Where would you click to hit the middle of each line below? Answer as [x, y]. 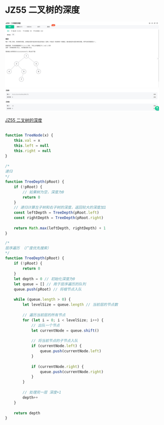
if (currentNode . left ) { [56, 346]
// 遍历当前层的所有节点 [44, 315]
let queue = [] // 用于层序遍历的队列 [50, 284]
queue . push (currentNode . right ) [72, 372]
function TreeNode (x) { [29, 135]
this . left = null [31, 145]
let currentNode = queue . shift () [65, 331]
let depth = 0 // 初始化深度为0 [44, 279]
